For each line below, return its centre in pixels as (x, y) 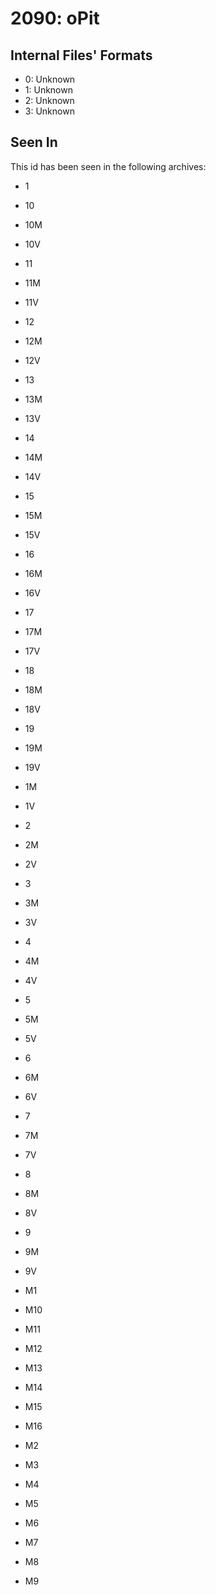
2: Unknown (49, 100)
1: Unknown (48, 90)
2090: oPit (55, 18)
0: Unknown (50, 79)
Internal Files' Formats (81, 55)
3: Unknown (49, 111)
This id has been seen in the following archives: (108, 166)
